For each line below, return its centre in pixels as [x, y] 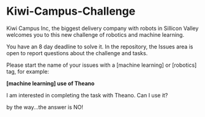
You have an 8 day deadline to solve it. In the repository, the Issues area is [100, 47]
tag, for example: [28, 71]
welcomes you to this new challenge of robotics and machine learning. [95, 34]
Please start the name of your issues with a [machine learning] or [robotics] [102, 65]
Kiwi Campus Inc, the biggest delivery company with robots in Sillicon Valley [102, 28]
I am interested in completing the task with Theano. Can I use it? [87, 95]
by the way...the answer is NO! [45, 107]
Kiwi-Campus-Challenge [71, 11]
